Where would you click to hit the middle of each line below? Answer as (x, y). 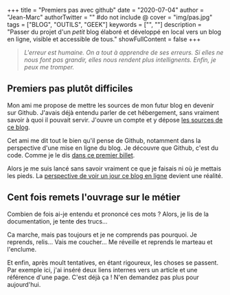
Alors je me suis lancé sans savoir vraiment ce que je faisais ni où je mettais (114, 168)
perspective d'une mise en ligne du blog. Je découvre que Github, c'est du (113, 148)
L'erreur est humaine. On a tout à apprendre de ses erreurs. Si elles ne (124, 52)
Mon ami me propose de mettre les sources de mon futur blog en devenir (111, 105)
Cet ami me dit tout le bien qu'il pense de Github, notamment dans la (104, 140)
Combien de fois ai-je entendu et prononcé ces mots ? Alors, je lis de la (108, 214)
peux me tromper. (49, 67)
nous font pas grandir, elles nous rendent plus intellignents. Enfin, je (120, 60)
